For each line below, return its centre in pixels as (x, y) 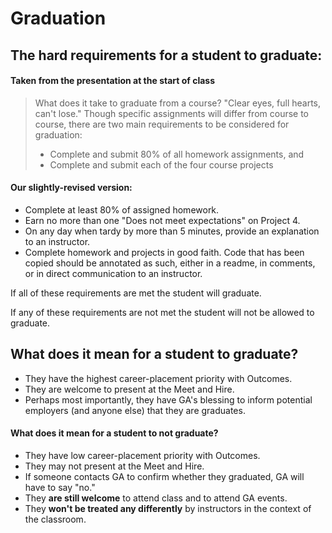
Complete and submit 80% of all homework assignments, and (177, 154)
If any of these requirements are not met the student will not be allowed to (162, 312)
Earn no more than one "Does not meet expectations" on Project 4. (162, 220)
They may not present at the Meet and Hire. (114, 466)
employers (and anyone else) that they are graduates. (135, 410)
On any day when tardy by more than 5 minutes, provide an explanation (172, 231)
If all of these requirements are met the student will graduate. (136, 293)
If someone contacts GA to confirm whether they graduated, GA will (164, 476)
